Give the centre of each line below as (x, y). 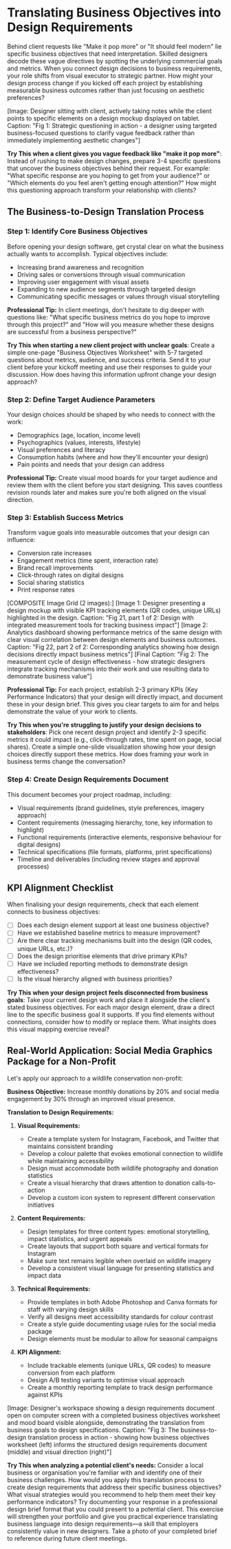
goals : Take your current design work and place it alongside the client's (109, 999)
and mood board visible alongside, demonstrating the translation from (106, 1422)
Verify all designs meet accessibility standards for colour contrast (120, 1316)
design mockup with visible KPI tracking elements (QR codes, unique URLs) (114, 610)
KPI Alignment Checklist (60, 887)
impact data (44, 1275)
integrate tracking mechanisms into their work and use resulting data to (108, 669)
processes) (33, 866)
